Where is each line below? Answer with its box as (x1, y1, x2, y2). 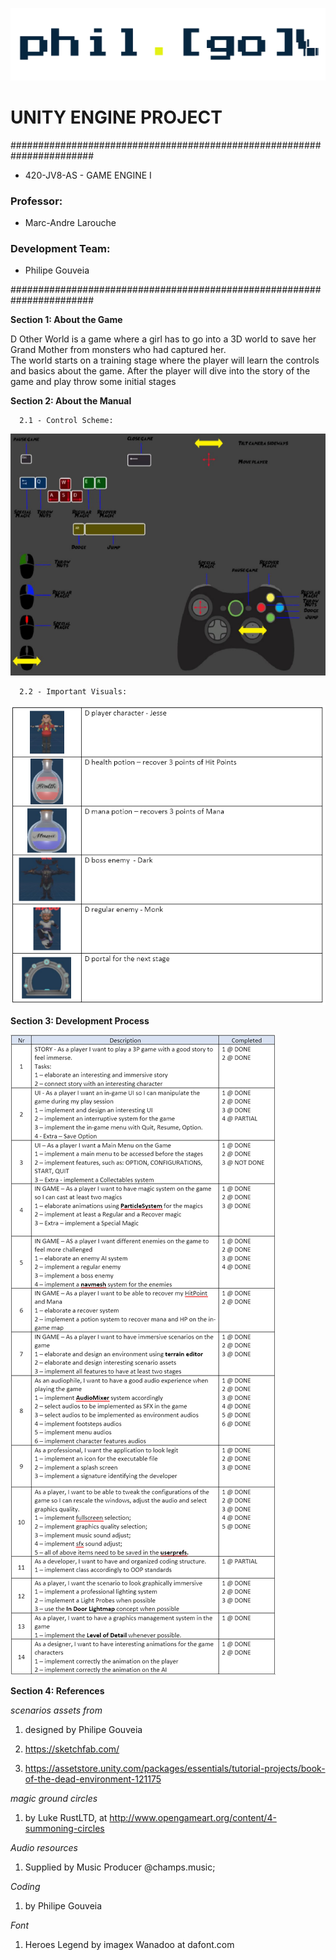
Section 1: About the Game (10, 314, 123, 326)
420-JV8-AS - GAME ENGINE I (24, 169, 152, 181)
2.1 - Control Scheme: (19, 416, 114, 426)
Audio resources (10, 1841, 78, 1853)
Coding (10, 1880, 41, 1892)
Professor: (10, 194, 63, 208)
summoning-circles (24, 1822, 105, 1834)
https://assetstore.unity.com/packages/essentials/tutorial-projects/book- (24, 1762, 326, 1774)
